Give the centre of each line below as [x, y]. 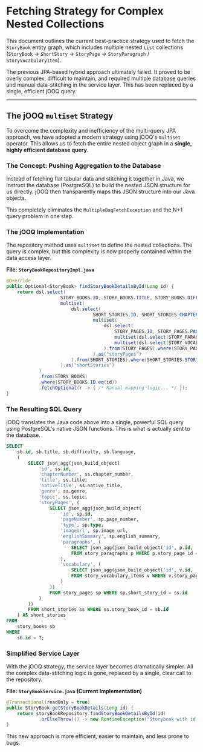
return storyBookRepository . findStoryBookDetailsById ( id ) [92, 713]
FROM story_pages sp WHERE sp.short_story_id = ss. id [118, 593]
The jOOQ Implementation [45, 231]
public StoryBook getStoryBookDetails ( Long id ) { [70, 708]
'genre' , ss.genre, [63, 491]
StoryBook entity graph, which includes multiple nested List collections [95, 47]
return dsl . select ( [42, 292]
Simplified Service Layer [43, 653]
